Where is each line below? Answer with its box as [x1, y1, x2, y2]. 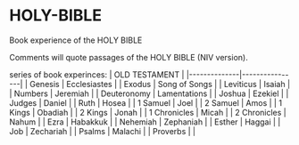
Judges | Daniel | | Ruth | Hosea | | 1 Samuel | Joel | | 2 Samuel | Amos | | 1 [9, 97, 283, 108]
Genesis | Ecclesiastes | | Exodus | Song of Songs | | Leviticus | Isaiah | [29, 78, 291, 89]
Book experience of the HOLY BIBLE [9, 35, 143, 45]
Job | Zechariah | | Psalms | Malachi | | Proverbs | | [9, 125, 196, 136]
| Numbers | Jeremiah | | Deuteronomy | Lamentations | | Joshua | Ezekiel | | [9, 88, 289, 99]
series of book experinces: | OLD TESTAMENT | [9, 68, 185, 80]
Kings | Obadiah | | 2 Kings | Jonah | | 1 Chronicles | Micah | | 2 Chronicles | [9, 107, 287, 117]
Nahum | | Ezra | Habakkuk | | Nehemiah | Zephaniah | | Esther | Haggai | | [9, 117, 281, 127]
